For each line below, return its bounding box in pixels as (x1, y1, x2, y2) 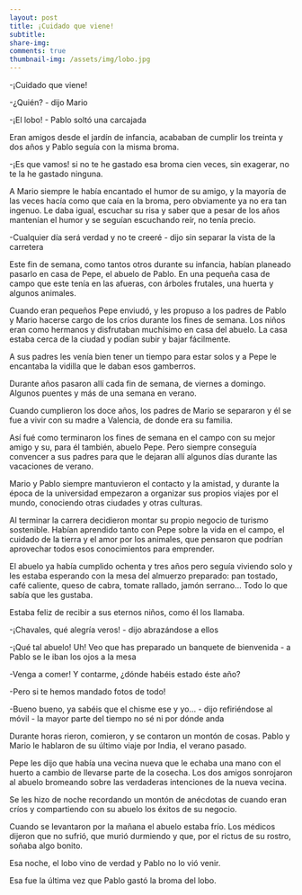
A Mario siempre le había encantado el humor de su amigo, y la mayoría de (9, 186, 287, 196)
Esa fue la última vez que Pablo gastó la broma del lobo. (9, 875, 218, 886)
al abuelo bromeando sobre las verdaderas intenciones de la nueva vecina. (9, 777, 288, 787)
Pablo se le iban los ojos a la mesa (9, 651, 137, 662)
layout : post (9, 13, 58, 22)
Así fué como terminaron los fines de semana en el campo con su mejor (9, 433, 276, 443)
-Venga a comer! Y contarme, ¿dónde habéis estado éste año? (9, 669, 241, 679)
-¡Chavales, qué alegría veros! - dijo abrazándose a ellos (9, 624, 218, 635)
